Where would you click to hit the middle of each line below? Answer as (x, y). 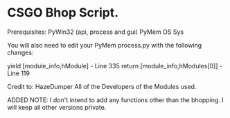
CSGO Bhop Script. (63, 13)
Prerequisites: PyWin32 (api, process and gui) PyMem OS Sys (96, 32)
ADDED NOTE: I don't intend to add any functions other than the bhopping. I (115, 100)
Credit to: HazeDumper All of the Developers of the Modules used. (102, 86)
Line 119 (18, 73)
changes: (20, 52)
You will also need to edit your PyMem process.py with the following (105, 45)
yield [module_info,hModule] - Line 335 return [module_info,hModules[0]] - (115, 66)
